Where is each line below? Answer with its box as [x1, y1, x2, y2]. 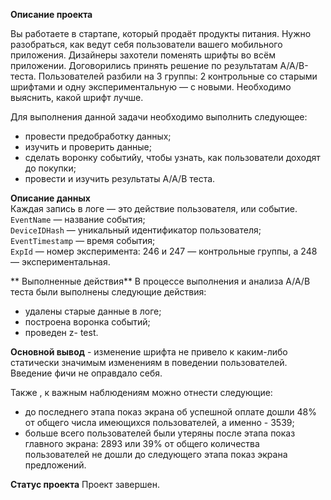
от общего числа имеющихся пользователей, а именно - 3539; [24, 417, 295, 428]
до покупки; [24, 162, 77, 174]
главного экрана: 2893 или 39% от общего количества [24, 438, 260, 449]
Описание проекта [10, 9, 93, 20]
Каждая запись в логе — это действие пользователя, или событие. [10, 203, 298, 214]
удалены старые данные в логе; [24, 305, 162, 317]
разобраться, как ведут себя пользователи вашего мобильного [10, 39, 283, 50]
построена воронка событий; [24, 316, 151, 328]
